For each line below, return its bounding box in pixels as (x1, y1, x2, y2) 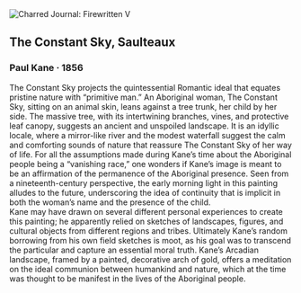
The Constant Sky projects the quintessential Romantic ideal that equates (9, 82, 281, 93)
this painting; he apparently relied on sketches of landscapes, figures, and (9, 216, 284, 226)
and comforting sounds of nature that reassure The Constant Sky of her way (9, 139, 292, 150)
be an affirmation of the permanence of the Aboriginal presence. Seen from (9, 168, 289, 179)
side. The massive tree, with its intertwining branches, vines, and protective (9, 111, 289, 121)
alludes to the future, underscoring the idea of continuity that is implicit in (9, 187, 281, 198)
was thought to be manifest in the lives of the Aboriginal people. (9, 273, 246, 284)
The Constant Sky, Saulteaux (9, 35, 176, 50)
